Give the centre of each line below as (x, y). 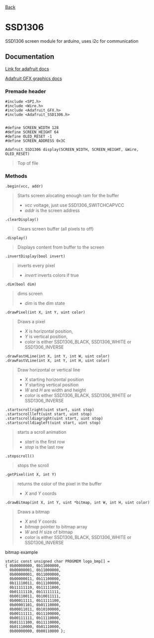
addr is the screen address (52, 211)
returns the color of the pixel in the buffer (59, 484)
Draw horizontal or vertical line (49, 370)
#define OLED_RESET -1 (29, 136)
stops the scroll (33, 466)
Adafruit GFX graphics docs (34, 78)
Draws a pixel (31, 322)
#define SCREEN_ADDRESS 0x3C (35, 141)
